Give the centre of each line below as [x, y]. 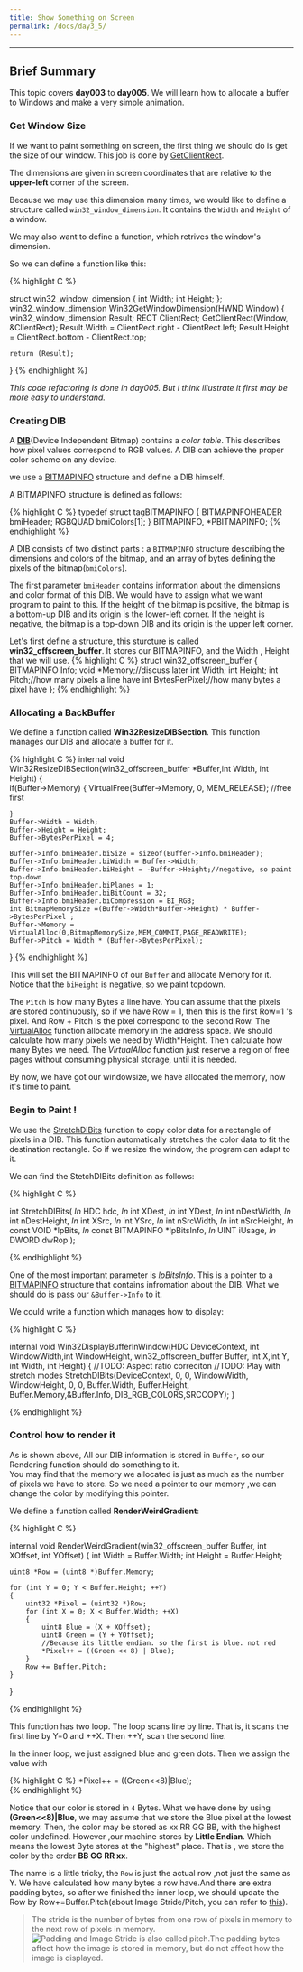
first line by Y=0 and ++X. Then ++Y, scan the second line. [118, 1735]
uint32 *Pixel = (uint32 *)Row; [86, 1604]
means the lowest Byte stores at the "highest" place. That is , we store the [147, 1846]
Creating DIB [37, 421]
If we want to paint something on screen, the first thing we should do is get [148, 145]
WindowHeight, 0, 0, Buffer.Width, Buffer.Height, [99, 1385]
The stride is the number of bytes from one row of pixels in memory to [162, 1919]
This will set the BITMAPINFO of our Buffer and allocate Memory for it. [141, 975]
